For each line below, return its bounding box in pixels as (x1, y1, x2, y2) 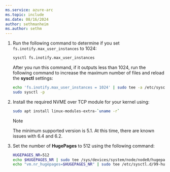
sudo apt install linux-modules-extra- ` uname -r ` (12, 108, 120, 114)
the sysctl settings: (12, 75, 53, 81)
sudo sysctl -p (12, 90, 45, 95)
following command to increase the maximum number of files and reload (12, 70, 164, 76)
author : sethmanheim (5, 21, 49, 27)
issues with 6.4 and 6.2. (12, 133, 63, 139)
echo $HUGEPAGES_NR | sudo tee (12, 157, 79, 162)
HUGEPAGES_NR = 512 (12, 152, 50, 157)
